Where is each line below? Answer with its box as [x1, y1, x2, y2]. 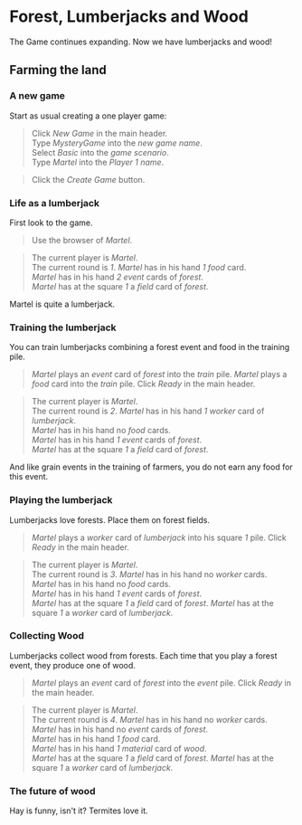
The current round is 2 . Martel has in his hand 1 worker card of [31, 405, 265, 417]
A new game [9, 90, 66, 102]
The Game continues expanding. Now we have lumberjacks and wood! [9, 36, 273, 47]
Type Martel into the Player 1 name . [31, 156, 165, 167]
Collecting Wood [9, 630, 84, 642]
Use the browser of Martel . [31, 234, 133, 245]
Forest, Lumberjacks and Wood [9, 6, 249, 27]
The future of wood [9, 784, 96, 797]
